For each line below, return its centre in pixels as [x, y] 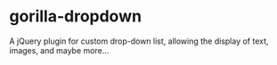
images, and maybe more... [59, 50]
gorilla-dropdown [76, 16]
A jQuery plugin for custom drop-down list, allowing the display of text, [139, 41]
